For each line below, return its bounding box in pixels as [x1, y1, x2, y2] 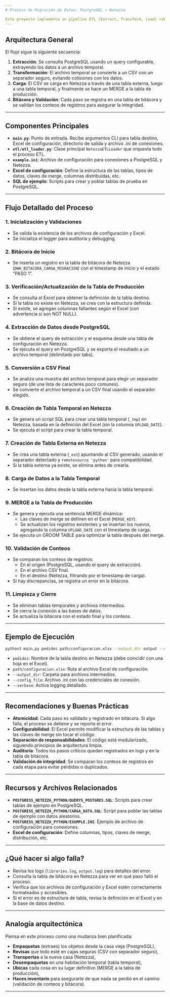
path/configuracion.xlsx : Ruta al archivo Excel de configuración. [12, 666, 149, 672]
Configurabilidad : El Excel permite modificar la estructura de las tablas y [12, 726, 165, 732]
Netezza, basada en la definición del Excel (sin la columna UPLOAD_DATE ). [12, 422, 163, 428]
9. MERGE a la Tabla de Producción [5, 499, 93, 506]
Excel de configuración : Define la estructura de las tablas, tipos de [12, 167, 153, 173]
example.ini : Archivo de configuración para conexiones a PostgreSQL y [12, 157, 163, 163]
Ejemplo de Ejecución [5, 633, 75, 641]
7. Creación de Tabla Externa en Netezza [5, 439, 106, 447]
